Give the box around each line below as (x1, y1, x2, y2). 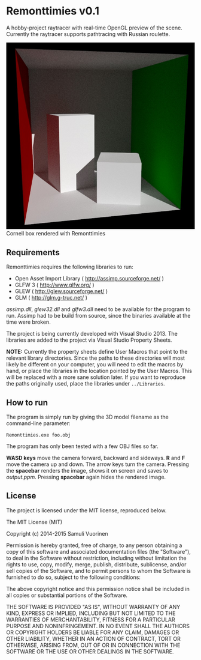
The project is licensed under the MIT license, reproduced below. (6, 506, 167, 514)
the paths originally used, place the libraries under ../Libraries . (6, 380, 166, 387)
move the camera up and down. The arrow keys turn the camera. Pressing (6, 461, 190, 468)
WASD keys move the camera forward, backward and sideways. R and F (6, 455, 185, 462)
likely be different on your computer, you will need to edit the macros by (6, 361, 184, 368)
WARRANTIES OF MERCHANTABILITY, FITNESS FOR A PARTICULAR (6, 616, 175, 623)
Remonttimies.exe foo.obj (6, 432, 71, 438)
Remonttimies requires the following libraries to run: (6, 263, 133, 271)
